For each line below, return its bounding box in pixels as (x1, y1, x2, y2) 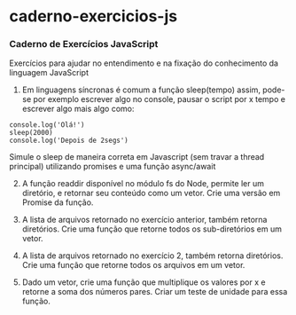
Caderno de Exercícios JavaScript (9, 38, 159, 51)
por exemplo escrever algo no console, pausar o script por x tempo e (33, 94, 286, 105)
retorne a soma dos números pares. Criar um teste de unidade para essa (21, 287, 288, 297)
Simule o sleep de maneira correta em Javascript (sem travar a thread (9, 152, 265, 162)
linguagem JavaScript (9, 67, 89, 78)
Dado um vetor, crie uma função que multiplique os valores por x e (21, 277, 266, 287)
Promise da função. (21, 197, 94, 208)
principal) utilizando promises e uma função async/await (9, 161, 216, 172)
